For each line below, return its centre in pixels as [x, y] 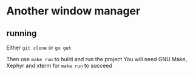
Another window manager [73, 11]
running [22, 33]
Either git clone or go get [39, 47]
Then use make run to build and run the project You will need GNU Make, [97, 59]
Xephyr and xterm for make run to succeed [59, 65]
